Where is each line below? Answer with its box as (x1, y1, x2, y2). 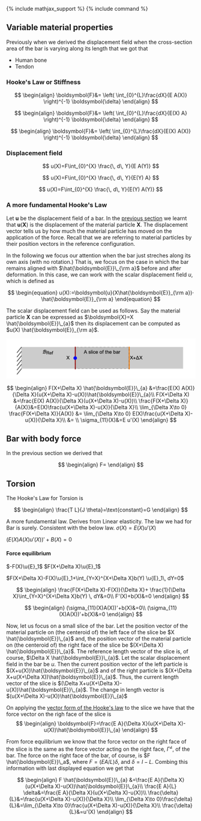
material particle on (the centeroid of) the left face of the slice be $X (6, 629, 175, 636)
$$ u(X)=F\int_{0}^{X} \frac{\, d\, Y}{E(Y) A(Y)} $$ (38, 186, 163, 193)
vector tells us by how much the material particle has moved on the (6, 227, 172, 234)
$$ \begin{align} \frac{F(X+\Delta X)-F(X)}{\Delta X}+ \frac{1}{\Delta (16, 586, 186, 594)
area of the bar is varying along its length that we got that (6, 44, 148, 52)
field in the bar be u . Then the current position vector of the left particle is (6, 661, 188, 668)
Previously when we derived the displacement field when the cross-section (6, 38, 193, 46)
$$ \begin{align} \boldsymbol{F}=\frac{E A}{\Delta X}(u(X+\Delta (16, 720, 177, 727)
